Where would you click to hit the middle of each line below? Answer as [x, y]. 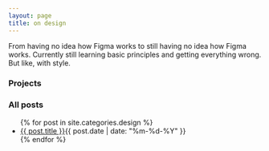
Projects [25, 83]
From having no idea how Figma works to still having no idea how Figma [128, 46]
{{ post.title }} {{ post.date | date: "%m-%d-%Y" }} [103, 131]
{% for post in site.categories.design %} [86, 122]
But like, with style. [39, 63]
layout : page [30, 16]
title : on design [37, 23]
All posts [26, 105]
